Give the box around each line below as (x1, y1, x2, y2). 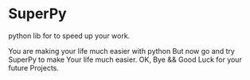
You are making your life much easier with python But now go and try (8, 46, 235, 55)
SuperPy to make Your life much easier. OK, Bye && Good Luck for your (8, 55, 243, 64)
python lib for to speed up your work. (8, 31, 131, 40)
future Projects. (8, 63, 60, 72)
